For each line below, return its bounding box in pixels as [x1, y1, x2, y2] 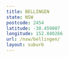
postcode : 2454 [6, 20, 44, 26]
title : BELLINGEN [6, 8, 50, 15]
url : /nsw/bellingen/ [6, 36, 61, 42]
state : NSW [6, 14, 34, 20]
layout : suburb [6, 42, 44, 48]
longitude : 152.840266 [6, 31, 63, 37]
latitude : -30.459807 [6, 25, 61, 31]
